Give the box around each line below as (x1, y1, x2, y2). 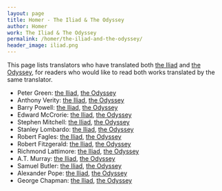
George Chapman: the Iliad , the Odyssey (16, 177, 133, 184)
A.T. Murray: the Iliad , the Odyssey (16, 155, 115, 162)
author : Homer (7, 23, 48, 30)
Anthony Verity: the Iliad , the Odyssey (16, 96, 125, 104)
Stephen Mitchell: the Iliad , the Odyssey (16, 118, 130, 126)
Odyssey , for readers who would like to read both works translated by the (7, 68, 215, 76)
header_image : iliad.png (7, 42, 78, 49)
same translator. (7, 76, 53, 83)
